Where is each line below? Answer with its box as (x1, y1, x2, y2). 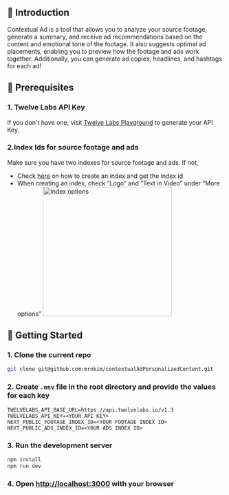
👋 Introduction (7, 7, 70, 19)
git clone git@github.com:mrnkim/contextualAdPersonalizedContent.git (7, 366, 214, 373)
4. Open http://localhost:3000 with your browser (7, 478, 174, 488)
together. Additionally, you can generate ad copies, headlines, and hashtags (7, 54, 222, 63)
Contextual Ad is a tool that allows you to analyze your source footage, (7, 25, 208, 33)
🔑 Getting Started (7, 330, 83, 341)
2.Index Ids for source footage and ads (7, 143, 139, 152)
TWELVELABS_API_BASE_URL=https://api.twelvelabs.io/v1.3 (7, 406, 174, 414)
